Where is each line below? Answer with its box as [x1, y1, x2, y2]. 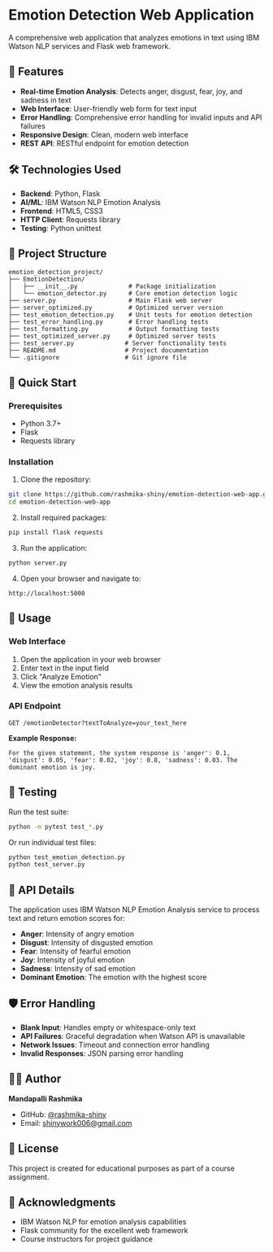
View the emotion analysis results [19, 680, 133, 690]
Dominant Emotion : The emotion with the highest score [19, 972, 207, 982]
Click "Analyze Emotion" [19, 671, 102, 681]
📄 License [8, 1141, 59, 1156]
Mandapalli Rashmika [8, 1093, 83, 1103]
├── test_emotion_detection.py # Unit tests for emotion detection [8, 311, 253, 319]
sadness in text [19, 95, 71, 105]
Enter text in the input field [19, 663, 110, 673]
